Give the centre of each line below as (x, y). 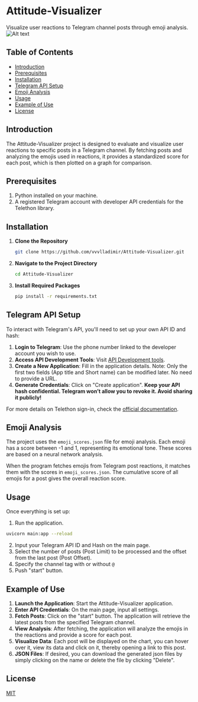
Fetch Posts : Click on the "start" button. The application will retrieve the (102, 616)
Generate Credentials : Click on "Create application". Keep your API (97, 385)
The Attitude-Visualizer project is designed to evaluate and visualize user (95, 144)
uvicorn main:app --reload (39, 534)
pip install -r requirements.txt (56, 296)
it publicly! (28, 397)
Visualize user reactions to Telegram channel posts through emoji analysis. (97, 27)
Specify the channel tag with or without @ (65, 564)
